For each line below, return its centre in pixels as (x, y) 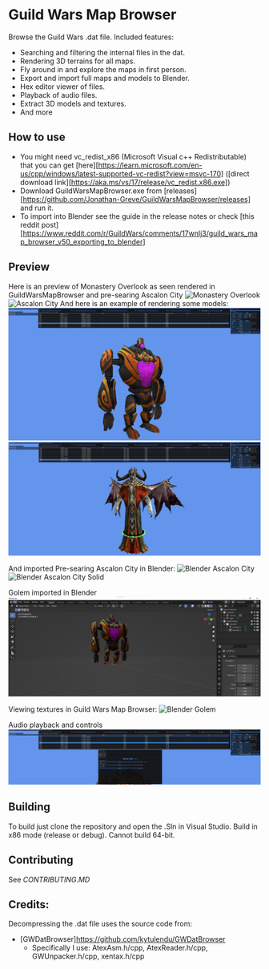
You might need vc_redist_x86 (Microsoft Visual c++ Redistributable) (133, 156)
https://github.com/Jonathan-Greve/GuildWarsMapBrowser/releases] (137, 199)
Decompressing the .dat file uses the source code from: (100, 924)
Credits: (29, 904)
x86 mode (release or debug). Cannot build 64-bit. (92, 834)
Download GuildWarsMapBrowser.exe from (91, 191)
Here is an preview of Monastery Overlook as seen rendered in (112, 286)
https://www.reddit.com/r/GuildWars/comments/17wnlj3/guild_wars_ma (141, 233)
